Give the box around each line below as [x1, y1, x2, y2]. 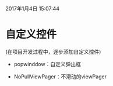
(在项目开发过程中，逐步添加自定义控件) [5, 48, 101, 55]
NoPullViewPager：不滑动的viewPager [13, 73, 107, 80]
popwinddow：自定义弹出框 [13, 60, 81, 67]
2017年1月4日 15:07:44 [5, 5, 59, 12]
